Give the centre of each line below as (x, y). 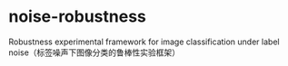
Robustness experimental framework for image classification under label (144, 42)
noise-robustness (78, 17)
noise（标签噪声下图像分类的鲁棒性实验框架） (94, 52)
